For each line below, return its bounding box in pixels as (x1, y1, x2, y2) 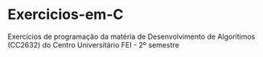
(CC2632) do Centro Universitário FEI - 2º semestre (7, 40, 180, 49)
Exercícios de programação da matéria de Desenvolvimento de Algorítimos (7, 32, 256, 41)
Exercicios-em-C (7, 6, 124, 24)
